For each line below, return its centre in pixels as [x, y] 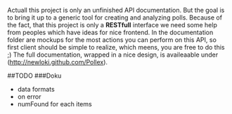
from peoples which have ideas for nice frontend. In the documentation [110, 32]
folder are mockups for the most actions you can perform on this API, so [112, 40]
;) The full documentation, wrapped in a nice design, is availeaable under [113, 55]
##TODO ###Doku [34, 76]
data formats [36, 89]
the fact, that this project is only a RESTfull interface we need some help [112, 25]
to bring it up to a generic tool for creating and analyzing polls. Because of [115, 17]
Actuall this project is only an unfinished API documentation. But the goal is [116, 10]
